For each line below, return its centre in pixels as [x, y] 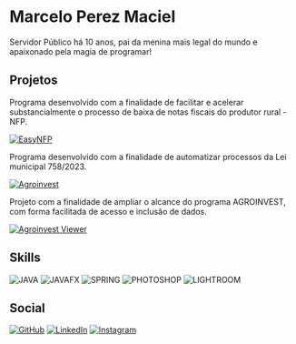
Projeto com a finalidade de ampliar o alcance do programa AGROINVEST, [148, 201]
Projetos [34, 81]
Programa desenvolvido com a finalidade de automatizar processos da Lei [148, 157]
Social [27, 308]
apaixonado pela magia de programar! [81, 51]
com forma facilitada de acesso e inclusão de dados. [108, 211]
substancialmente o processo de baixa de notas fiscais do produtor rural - [148, 112]
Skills [25, 258]
